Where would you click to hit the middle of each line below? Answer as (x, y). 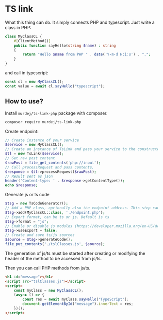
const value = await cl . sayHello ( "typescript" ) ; (55, 86)
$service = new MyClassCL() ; (34, 145)
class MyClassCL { (24, 36)
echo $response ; (21, 185)
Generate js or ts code (27, 195)
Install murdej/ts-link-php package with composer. (56, 113)
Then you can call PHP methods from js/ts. (48, 268)
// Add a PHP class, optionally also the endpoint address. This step (78, 208)
